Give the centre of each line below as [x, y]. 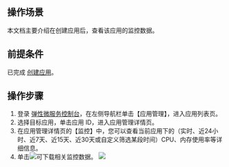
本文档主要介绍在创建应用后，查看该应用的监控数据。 [83, 30]
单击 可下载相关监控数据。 [57, 157]
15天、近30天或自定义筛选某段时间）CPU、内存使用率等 [137, 139]
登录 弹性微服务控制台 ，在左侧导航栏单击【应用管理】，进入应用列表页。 [119, 114]
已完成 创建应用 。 [32, 72]
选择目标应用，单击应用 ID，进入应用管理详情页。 [88, 122]
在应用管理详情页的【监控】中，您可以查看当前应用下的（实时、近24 [114, 131]
